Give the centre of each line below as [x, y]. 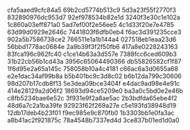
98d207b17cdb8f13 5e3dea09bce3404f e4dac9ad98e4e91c [94, 83]
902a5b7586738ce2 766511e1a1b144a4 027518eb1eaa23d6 [92, 39]
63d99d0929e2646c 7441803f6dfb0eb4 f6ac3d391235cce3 [94, 32]
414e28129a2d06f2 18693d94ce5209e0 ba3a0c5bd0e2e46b [95, 91]
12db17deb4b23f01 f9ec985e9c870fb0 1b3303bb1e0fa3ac [91, 113]
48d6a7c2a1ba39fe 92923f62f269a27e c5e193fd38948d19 [92, 105]
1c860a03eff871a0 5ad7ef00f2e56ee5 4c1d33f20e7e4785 [91, 25]
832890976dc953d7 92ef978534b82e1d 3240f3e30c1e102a [94, 17]
